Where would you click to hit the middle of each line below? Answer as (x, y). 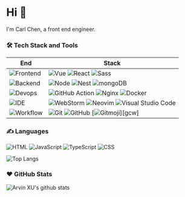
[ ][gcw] (115, 113)
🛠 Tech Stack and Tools (42, 45)
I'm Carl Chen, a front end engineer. (51, 29)
